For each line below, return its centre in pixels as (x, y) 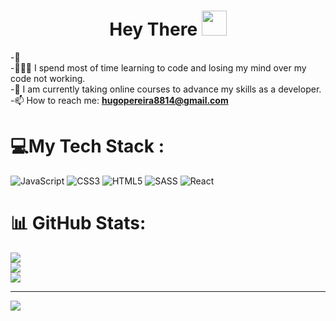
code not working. (48, 78)
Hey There (153, 29)
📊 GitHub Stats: (78, 223)
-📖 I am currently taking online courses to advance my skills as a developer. (166, 89)
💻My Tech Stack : (87, 146)
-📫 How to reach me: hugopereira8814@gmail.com (119, 100)
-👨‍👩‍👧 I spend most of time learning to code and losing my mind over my (158, 67)
